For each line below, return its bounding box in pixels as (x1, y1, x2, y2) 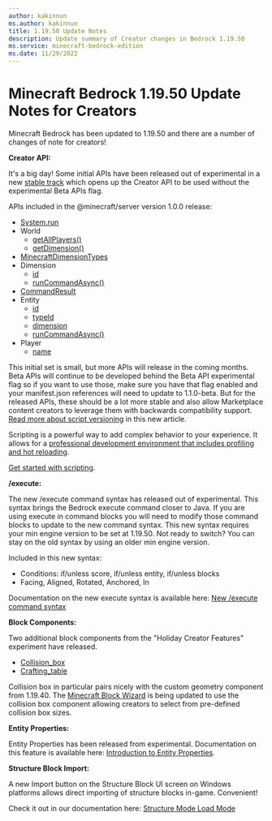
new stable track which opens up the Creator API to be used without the (8, 177, 250, 187)
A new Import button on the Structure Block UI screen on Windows (8, 779, 231, 789)
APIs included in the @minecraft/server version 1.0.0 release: (8, 201, 213, 211)
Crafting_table (19, 666, 67, 676)
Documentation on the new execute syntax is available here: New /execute (8, 593, 258, 603)
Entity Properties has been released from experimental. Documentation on (8, 739, 257, 749)
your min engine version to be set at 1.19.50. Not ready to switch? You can (8, 528, 255, 538)
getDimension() (32, 243, 84, 252)
